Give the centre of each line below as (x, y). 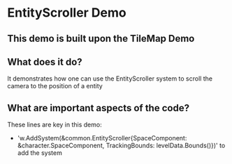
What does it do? (45, 61)
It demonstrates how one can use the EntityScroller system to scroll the (110, 79)
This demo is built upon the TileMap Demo (101, 39)
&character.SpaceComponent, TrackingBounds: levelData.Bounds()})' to (121, 146)
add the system (40, 153)
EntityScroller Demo (67, 13)
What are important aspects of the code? (99, 108)
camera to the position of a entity (55, 86)
